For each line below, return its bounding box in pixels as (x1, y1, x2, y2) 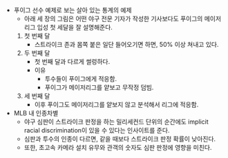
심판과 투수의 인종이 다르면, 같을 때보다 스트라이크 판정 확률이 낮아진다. (23, 135, 216, 143)
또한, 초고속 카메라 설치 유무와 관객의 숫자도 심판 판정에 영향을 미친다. (23, 144, 212, 151)
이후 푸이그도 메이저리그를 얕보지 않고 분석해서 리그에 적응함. (34, 100, 199, 109)
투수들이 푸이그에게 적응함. (44, 75, 117, 82)
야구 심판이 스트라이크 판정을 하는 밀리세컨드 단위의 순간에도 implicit (23, 117, 209, 126)
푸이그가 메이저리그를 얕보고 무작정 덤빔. (44, 83, 154, 91)
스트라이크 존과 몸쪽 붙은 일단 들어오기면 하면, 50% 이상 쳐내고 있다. (34, 41, 219, 48)
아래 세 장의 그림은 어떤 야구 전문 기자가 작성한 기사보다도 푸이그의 (23, 14, 203, 23)
